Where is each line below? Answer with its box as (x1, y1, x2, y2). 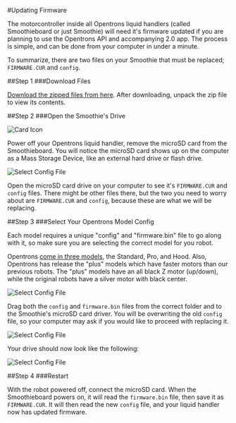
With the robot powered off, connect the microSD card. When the (7, 386, 197, 393)
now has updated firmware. (7, 408, 87, 416)
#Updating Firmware (7, 6, 67, 14)
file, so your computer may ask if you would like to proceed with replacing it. (7, 317, 229, 325)
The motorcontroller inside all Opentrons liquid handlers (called (7, 20, 190, 27)
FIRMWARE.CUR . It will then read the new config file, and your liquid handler (7, 400, 220, 408)
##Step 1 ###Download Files (7, 77, 91, 85)
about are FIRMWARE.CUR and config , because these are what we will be (7, 197, 212, 204)
